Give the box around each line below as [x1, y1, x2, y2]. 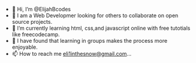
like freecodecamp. [11, 31, 60, 38]
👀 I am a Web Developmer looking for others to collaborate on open [11, 12, 179, 19]
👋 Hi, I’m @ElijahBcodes [11, 6, 71, 12]
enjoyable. [11, 43, 38, 51]
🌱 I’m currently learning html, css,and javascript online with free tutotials [11, 24, 191, 31]
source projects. [11, 18, 53, 25]
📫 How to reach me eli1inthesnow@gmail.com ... [11, 51, 132, 57]
